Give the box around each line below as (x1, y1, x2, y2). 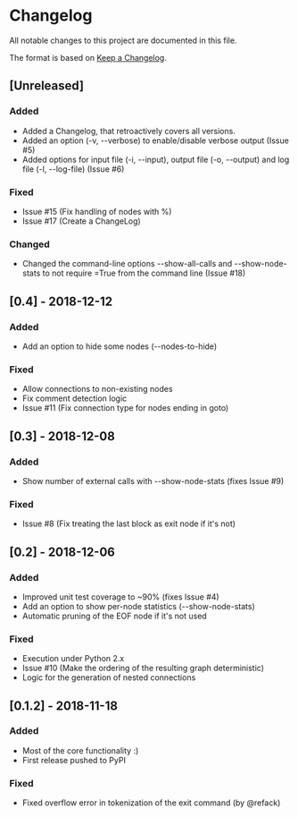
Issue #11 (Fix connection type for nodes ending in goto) (21, 403, 229, 413)
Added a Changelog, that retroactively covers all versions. (21, 125, 236, 136)
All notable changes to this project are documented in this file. (9, 35, 237, 46)
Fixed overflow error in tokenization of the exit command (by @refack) (21, 797, 281, 808)
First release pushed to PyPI (21, 754, 127, 765)
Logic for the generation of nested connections (21, 672, 196, 683)
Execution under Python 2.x (21, 653, 125, 664)
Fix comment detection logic (21, 393, 128, 404)
